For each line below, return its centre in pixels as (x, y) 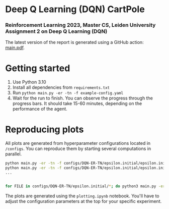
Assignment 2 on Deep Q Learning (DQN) (56, 31)
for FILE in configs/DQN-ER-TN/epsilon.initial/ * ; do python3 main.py (81, 186)
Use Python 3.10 (29, 82)
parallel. (14, 154)
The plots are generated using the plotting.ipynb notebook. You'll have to (82, 196)
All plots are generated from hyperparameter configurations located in (78, 143)
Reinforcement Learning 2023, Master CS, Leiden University (80, 25)
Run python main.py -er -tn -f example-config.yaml (68, 93)
